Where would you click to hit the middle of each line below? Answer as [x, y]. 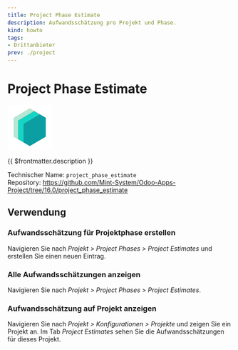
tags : [15, 38]
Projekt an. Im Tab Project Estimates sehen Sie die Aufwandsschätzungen [116, 331]
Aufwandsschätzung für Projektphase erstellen [92, 233]
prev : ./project [31, 53]
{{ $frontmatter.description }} [51, 161]
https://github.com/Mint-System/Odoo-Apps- [109, 182]
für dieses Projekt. [34, 339]
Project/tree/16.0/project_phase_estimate [68, 190]
